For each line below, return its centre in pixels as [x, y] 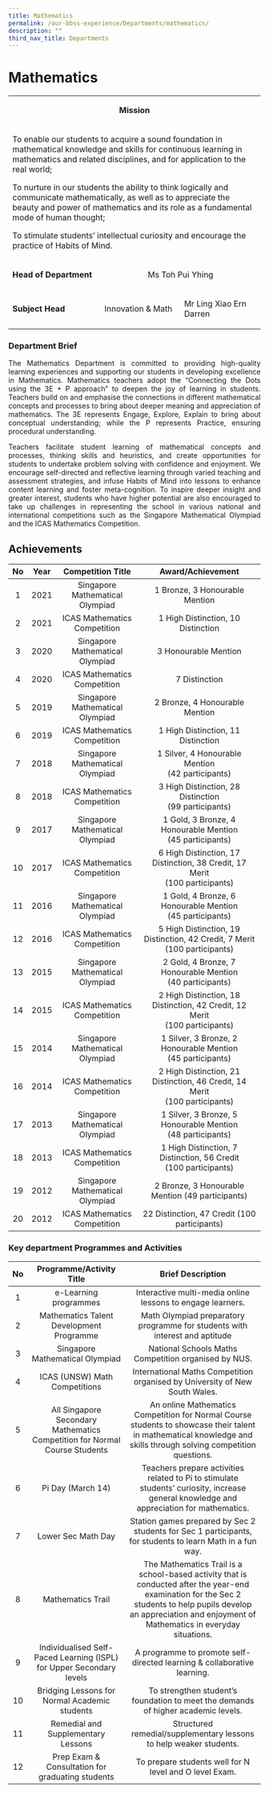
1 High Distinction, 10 [199, 619]
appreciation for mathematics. [193, 1507]
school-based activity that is [193, 1574]
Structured [193, 1723]
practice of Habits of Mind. [62, 245]
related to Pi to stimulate [193, 1478]
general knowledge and [193, 1498]
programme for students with [193, 1325]
